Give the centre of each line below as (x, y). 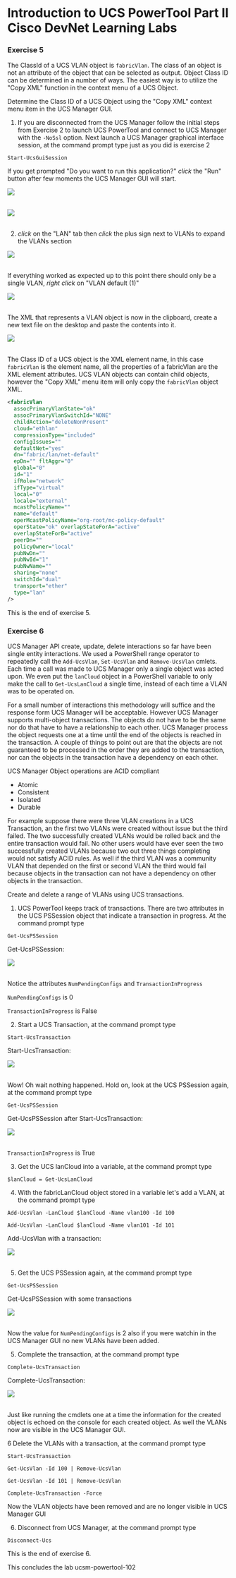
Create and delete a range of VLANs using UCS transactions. (96, 894)
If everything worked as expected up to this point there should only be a (112, 276)
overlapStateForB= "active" (53, 533)
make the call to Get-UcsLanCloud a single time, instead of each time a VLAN (117, 684)
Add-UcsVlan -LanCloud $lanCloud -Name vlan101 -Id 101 (91, 1225)
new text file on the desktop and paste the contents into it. (92, 325)
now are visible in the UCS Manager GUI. (67, 1429)
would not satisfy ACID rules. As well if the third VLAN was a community (112, 858)
